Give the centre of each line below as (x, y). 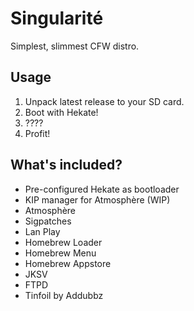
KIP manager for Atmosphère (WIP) (97, 199)
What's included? (66, 165)
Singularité (57, 18)
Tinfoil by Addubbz (64, 295)
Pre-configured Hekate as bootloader (102, 189)
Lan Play (42, 231)
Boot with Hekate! (61, 112)
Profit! (37, 133)
